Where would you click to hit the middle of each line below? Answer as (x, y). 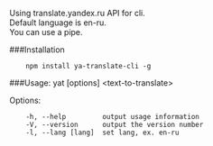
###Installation (37, 50)
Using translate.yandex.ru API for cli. (78, 13)
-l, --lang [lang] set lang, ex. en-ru (102, 132)
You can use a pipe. (46, 32)
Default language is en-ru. (58, 23)
